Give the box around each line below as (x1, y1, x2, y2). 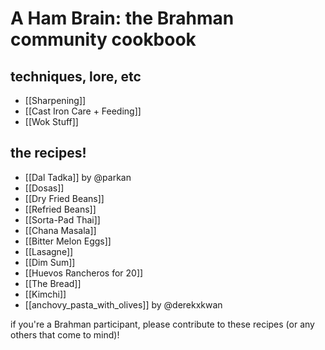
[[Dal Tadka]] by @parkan (24, 171, 132, 183)
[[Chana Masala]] (24, 224, 97, 236)
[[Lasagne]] (24, 245, 74, 257)
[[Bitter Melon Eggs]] (24, 235, 112, 247)
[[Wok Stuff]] (24, 116, 79, 127)
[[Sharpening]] (24, 95, 87, 106)
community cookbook (10, 28, 197, 51)
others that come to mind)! (10, 328, 120, 341)
